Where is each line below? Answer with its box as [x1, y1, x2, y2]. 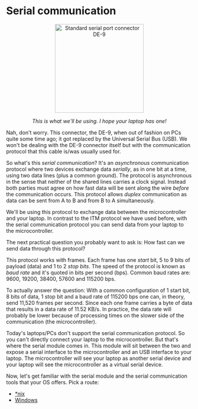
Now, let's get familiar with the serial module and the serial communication [6, 372, 188, 379]
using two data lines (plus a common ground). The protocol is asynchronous [6, 171, 192, 178]
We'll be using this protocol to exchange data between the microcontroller [6, 208, 186, 215]
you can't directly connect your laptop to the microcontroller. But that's [6, 336, 179, 343]
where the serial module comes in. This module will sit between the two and [6, 342, 191, 349]
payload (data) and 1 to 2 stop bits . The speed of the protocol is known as [6, 262, 186, 270]
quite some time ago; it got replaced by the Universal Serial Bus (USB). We [6, 135, 188, 142]
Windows [14, 396, 38, 403]
